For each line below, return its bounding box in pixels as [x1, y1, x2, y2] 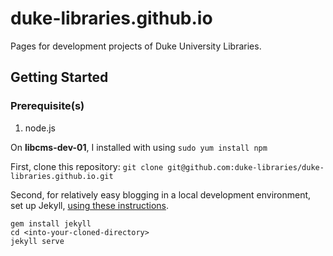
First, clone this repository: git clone [10, 160, 164, 172]
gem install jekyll [10, 218, 92, 229]
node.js [24, 122, 57, 134]
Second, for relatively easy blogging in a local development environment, [10, 188, 312, 201]
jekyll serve [10, 236, 65, 246]
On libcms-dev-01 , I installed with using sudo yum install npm [10, 141, 268, 153]
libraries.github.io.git [10, 171, 114, 181]
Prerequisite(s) [10, 99, 85, 113]
